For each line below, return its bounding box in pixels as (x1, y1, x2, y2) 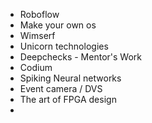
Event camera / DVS (19, 83, 103, 94)
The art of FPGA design (19, 94, 117, 105)
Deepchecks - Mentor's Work (19, 51, 142, 63)
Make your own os (19, 19, 97, 31)
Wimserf (19, 30, 56, 41)
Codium (19, 62, 53, 73)
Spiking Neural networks (19, 72, 122, 84)
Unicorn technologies (19, 40, 109, 52)
